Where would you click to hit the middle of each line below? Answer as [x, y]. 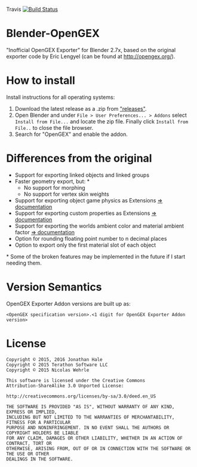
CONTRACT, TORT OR [29, 443]
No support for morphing [54, 187]
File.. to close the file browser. [54, 128]
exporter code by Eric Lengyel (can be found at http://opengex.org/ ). [91, 56]
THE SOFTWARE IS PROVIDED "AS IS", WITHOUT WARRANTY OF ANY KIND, [90, 407]
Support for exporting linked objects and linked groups [82, 175]
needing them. [24, 263]
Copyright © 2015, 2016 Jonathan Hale [54, 359]
